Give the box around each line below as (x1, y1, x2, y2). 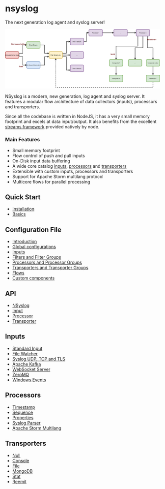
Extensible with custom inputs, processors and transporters (12, 168, 134, 174)
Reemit (12, 478, 27, 485)
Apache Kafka (12, 361, 41, 367)
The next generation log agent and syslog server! (5, 19, 105, 25)
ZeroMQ (12, 371, 29, 377)
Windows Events (12, 377, 47, 383)
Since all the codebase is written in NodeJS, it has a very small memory (5, 114, 150, 120)
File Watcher (12, 350, 38, 357)
